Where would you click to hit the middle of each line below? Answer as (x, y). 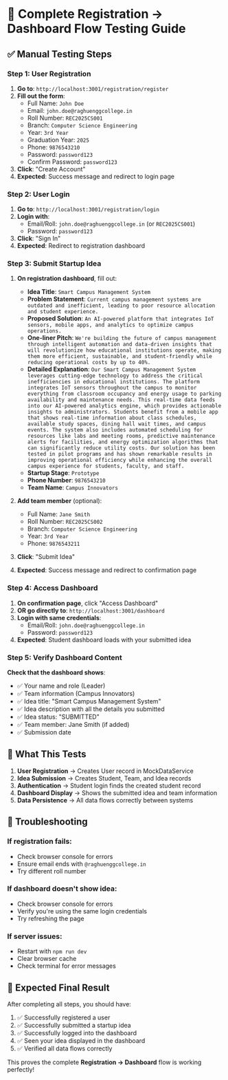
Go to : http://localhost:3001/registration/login (88, 209)
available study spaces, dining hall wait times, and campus (116, 424)
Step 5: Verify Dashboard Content (65, 657)
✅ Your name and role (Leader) (61, 686)
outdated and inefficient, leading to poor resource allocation (121, 306)
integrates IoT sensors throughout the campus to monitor (112, 388)
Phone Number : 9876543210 (66, 480)
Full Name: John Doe (56, 103)
